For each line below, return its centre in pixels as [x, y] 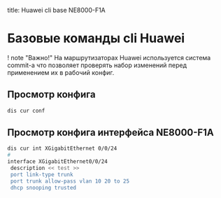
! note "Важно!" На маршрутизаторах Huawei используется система [109, 57]
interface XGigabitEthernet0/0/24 [58, 162]
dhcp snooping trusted [43, 188]
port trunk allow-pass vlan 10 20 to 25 [70, 181]
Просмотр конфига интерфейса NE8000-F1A [111, 133]
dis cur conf [26, 111]
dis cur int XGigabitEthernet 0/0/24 [62, 149]
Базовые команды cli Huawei [96, 38]
